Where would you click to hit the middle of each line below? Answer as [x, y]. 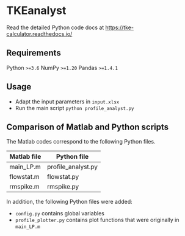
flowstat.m [24, 177]
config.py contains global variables [60, 213]
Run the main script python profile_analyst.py [74, 108]
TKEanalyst [36, 11]
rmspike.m [24, 187]
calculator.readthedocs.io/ [39, 33]
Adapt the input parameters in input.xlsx [67, 102]
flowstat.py [63, 177]
